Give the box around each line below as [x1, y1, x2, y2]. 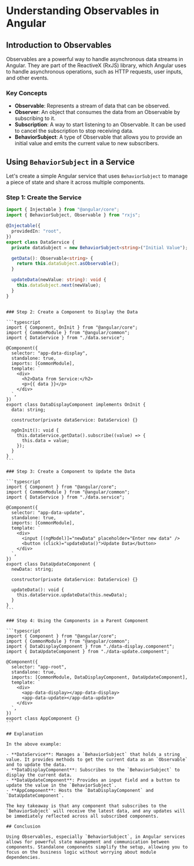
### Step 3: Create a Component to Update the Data [6, 469, 135, 474]
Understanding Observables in [6, 4, 159, 18]
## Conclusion [6, 823, 41, 830]
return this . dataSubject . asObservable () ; [16, 260, 119, 267]
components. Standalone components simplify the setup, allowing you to [6, 844, 188, 850]
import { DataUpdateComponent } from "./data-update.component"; [6, 648, 169, 654]
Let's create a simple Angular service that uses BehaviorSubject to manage [6, 172, 188, 180]
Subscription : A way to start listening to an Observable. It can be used [14, 121, 186, 128]
